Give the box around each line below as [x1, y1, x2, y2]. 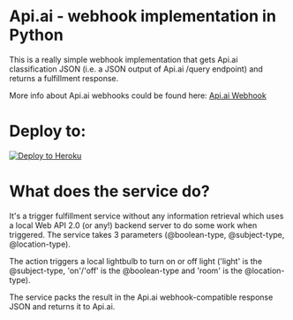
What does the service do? [9, 181, 210, 202]
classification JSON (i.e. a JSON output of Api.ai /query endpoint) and [9, 64, 263, 74]
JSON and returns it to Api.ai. [9, 301, 116, 311]
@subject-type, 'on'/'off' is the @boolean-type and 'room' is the [9, 265, 243, 276]
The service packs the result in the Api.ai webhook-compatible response [9, 292, 274, 302]
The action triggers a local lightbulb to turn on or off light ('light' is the [9, 255, 263, 266]
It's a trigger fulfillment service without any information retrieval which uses [9, 210, 284, 221]
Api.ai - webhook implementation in [9, 6, 276, 27]
